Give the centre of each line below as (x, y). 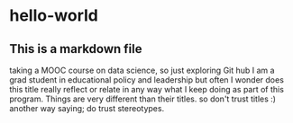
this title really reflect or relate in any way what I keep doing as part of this (146, 89)
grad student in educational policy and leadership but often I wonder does (146, 80)
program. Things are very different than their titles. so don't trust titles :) (143, 99)
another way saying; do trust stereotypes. (87, 108)
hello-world (54, 16)
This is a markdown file (76, 49)
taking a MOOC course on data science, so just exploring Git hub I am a (142, 70)
